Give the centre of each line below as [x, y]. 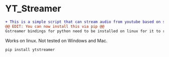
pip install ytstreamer [30, 50]
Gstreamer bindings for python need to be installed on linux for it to [83, 31]
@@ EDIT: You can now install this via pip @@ [55, 26]
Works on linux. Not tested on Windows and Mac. [56, 41]
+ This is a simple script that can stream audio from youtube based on [83, 22]
